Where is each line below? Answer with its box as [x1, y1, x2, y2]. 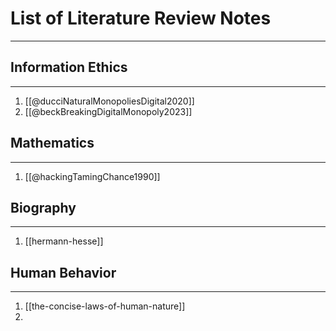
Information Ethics [10, 59, 128, 76]
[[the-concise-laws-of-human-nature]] [24, 300, 186, 312]
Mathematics [10, 135, 95, 152]
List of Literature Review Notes [10, 7, 272, 30]
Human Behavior [10, 264, 117, 281]
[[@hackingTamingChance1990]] [24, 170, 161, 182]
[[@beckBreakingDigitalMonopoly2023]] [24, 105, 193, 117]
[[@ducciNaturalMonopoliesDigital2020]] [24, 95, 195, 107]
